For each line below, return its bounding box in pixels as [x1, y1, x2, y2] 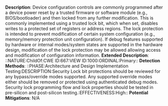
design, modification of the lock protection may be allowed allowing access [5, 47, 161, 53]
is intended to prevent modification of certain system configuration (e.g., [5, 31, 155, 37]
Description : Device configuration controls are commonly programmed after [5, 5, 163, 10]
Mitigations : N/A [5, 95, 40, 101]
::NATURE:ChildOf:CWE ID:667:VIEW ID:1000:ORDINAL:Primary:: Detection [5, 58, 160, 63]
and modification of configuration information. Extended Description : [5, 52, 149, 58]
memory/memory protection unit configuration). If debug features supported [5, 36, 163, 42]
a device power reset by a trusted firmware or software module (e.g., [5, 10, 148, 16]
